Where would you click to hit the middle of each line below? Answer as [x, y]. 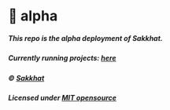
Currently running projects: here [62, 58]
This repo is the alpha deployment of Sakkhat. [86, 38]
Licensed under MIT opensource [62, 97]
